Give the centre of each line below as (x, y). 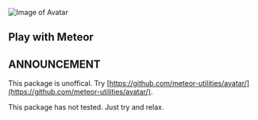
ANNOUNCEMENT (54, 64)
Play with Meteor (51, 37)
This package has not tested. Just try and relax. (86, 107)
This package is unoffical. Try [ (59, 83)
